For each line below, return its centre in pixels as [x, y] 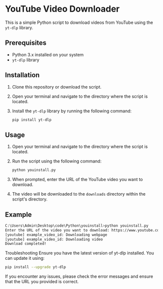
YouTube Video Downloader [62, 9]
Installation [22, 75]
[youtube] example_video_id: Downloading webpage [56, 235]
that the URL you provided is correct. [42, 282]
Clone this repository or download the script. [57, 87]
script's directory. [30, 199]
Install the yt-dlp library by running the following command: [72, 111]
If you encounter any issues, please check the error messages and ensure [79, 276]
